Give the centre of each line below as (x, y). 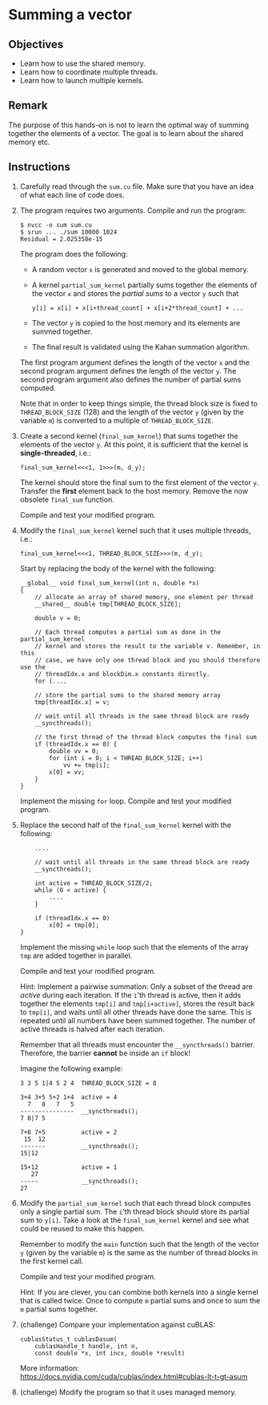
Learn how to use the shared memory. (82, 63)
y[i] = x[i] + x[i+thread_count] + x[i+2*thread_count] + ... (138, 308)
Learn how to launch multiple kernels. (82, 80)
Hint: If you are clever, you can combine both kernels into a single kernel (139, 1292)
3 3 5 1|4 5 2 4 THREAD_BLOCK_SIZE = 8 (88, 1083)
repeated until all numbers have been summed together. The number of (138, 1020)
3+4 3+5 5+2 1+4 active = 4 (68, 1097)
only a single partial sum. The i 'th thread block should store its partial (134, 1211)
